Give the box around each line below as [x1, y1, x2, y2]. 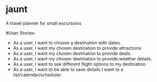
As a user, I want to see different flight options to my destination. [13, 61, 147, 67]
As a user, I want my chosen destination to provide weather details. [13, 55, 152, 61]
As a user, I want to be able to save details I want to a [13, 66, 124, 72]
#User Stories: [6, 30, 36, 36]
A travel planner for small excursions [6, 20, 82, 26]
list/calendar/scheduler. [13, 71, 62, 77]
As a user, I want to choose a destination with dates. [13, 39, 121, 46]
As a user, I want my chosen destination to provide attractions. [13, 45, 143, 51]
